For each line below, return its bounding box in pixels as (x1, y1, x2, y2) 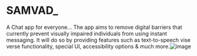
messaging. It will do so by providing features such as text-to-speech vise (6, 36, 191, 43)
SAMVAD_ (6, 4, 59, 17)
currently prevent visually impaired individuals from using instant (6, 30, 167, 37)
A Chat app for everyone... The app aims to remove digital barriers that (6, 23, 182, 31)
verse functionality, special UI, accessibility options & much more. (6, 43, 170, 50)
